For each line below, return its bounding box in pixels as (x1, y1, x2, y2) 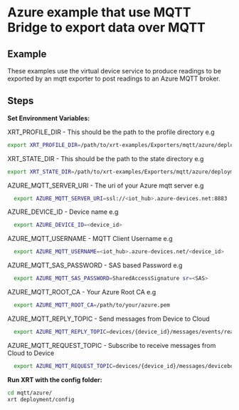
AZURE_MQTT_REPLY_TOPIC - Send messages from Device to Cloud (7, 314, 210, 323)
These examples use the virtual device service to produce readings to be (7, 67, 222, 75)
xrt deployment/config (7, 396, 75, 403)
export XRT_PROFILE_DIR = (7, 141, 81, 148)
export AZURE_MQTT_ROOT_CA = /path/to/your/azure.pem (14, 302, 171, 309)
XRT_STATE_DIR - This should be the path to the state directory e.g (7, 154, 204, 163)
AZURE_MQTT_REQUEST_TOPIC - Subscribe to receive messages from (7, 341, 216, 349)
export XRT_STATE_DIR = (7, 168, 75, 175)
